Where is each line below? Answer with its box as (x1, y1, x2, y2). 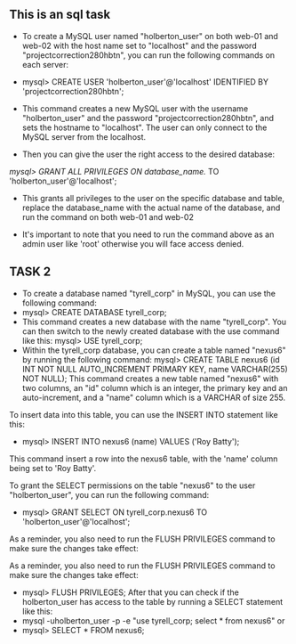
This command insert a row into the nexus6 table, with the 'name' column (9, 453, 278, 464)
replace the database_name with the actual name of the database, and (21, 202, 281, 213)
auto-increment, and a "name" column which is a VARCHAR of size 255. (21, 392, 286, 403)
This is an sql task (9, 7, 111, 22)
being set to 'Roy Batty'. (9, 462, 97, 473)
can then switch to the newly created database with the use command (21, 325, 280, 337)
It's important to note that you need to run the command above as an (21, 229, 275, 240)
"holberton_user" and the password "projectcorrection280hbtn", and (21, 112, 274, 123)
